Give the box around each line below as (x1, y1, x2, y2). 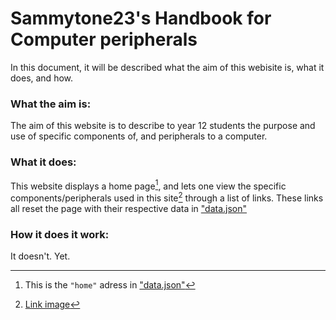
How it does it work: (10, 227, 110, 241)
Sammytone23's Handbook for (10, 7, 272, 30)
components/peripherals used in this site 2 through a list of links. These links (10, 190, 324, 204)
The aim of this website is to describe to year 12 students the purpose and (10, 120, 316, 132)
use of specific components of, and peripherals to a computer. (10, 130, 268, 142)
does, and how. (10, 72, 74, 84)
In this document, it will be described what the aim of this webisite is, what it (10, 61, 325, 73)
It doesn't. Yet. (10, 250, 71, 262)
